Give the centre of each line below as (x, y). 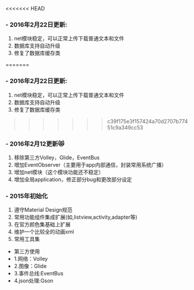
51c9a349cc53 (125, 127)
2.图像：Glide (30, 266)
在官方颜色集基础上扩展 (42, 225)
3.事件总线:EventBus (39, 274)
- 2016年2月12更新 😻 (35, 144)
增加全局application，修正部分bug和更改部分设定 (73, 179)
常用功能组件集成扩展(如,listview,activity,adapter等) (76, 217)
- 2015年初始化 (27, 196)
